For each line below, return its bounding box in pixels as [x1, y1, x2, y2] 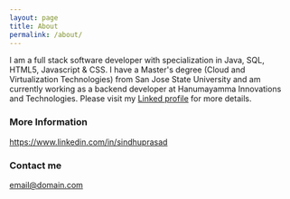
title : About [9, 22, 59, 31]
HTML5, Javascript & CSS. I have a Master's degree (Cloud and [9, 64, 246, 75]
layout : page [9, 13, 59, 23]
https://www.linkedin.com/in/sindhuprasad [9, 137, 168, 147]
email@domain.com [9, 179, 84, 190]
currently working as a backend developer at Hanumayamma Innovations [9, 83, 282, 95]
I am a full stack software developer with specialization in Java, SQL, [9, 55, 265, 66]
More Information [9, 116, 88, 128]
